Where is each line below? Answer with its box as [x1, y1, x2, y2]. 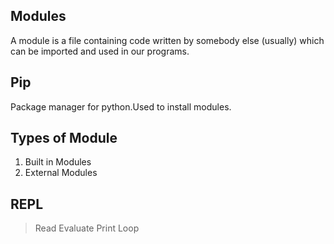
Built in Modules [24, 156, 92, 168]
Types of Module [10, 130, 118, 147]
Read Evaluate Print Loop [34, 222, 140, 234]
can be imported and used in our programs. [10, 45, 190, 57]
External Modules [24, 167, 98, 179]
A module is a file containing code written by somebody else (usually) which [10, 34, 325, 46]
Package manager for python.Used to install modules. [10, 100, 232, 113]
